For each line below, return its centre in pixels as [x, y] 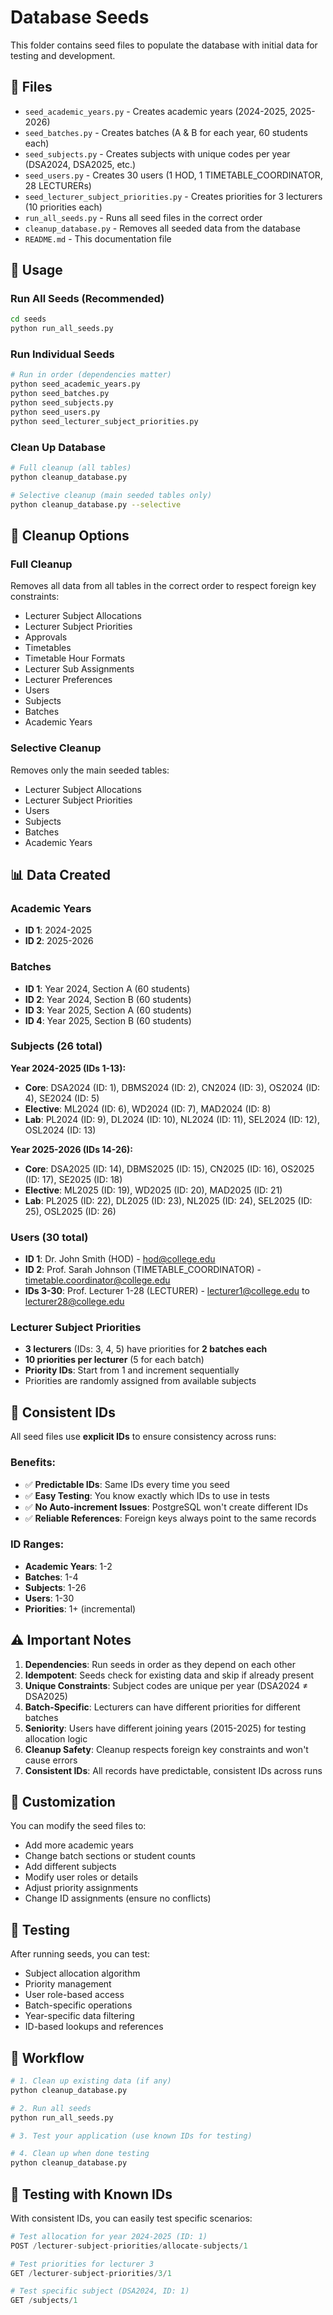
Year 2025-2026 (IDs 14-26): [71, 1149]
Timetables [48, 648]
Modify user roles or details [81, 1877]
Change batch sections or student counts [110, 1856]
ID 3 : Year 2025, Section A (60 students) [108, 1010]
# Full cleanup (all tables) [71, 468]
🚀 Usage [36, 270]
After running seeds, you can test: [80, 1954]
